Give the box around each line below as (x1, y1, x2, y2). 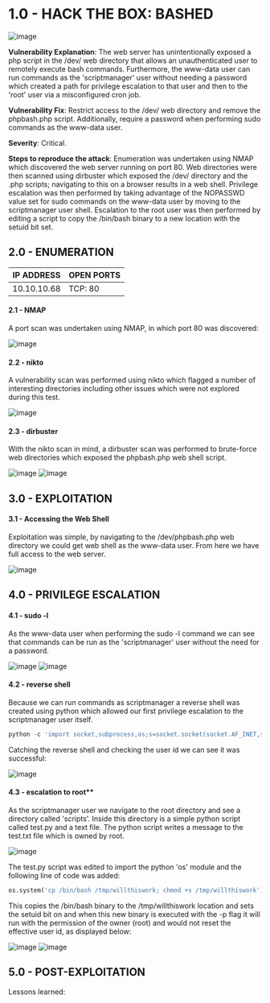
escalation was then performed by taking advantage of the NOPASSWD (8, 188, 245, 197)
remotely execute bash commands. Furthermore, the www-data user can (8, 64, 251, 73)
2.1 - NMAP (8, 305, 47, 315)
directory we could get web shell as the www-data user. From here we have (8, 540, 260, 550)
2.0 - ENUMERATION (8, 246, 114, 259)
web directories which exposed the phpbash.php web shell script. (8, 452, 227, 463)
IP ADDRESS (12, 269, 61, 280)
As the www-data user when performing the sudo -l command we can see (8, 629, 256, 638)
